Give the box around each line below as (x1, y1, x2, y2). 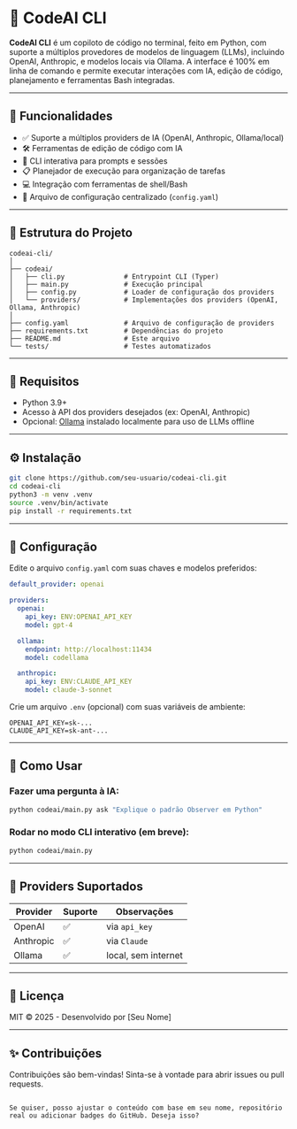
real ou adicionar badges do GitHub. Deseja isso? (9, 1111, 200, 1120)
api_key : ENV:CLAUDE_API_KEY (25, 677, 133, 687)
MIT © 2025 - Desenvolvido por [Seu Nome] (9, 1012, 172, 1023)
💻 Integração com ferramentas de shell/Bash (21, 179, 188, 189)
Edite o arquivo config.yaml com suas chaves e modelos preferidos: (9, 563, 257, 573)
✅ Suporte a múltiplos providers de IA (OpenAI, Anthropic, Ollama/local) (21, 132, 285, 142)
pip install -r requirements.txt (9, 506, 133, 516)
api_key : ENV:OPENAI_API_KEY (25, 612, 133, 621)
